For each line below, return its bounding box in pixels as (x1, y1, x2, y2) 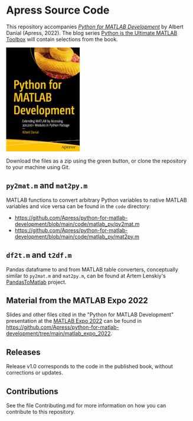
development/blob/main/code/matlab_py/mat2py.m (14, 233, 140, 240)
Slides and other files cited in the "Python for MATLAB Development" (6, 311, 174, 318)
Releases (6, 347, 41, 357)
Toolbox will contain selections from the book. (6, 35, 118, 43)
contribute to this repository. (6, 409, 76, 415)
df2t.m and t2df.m (6, 250, 72, 260)
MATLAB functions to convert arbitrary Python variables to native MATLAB (6, 196, 187, 203)
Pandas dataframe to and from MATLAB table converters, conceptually (6, 265, 178, 273)
